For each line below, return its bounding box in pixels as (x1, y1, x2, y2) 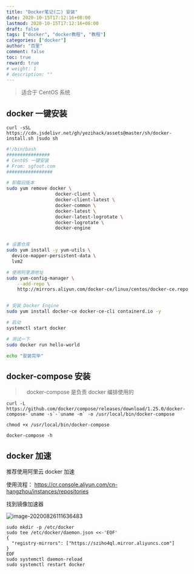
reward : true (6, 60, 39, 66)
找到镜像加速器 (6, 500, 44, 508)
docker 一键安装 (6, 108, 68, 119)
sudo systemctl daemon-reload (6, 556, 83, 562)
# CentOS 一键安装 (6, 157, 49, 163)
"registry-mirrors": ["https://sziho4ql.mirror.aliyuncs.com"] (12, 540, 175, 547)
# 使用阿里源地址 (6, 269, 44, 275)
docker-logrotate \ (55, 219, 104, 225)
